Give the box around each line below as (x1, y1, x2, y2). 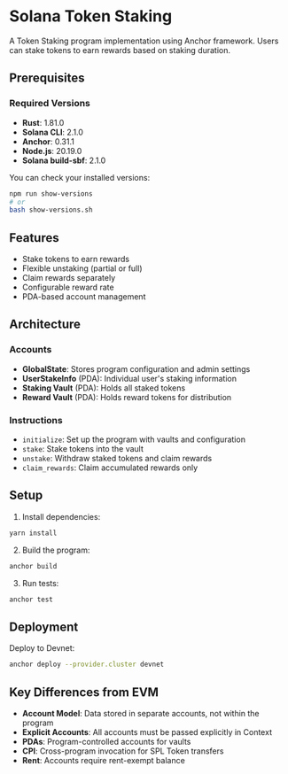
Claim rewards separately (21, 273, 116, 283)
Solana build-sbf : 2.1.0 (21, 155, 106, 166)
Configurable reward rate (21, 282, 114, 293)
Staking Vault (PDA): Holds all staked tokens (21, 383, 186, 393)
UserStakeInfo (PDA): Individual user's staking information (21, 373, 237, 383)
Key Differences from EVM (9, 685, 160, 700)
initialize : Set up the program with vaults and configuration (21, 434, 246, 445)
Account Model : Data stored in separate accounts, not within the (21, 708, 260, 718)
